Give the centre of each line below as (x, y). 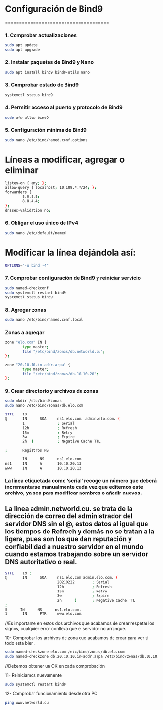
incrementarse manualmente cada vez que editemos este (74, 487)
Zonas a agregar (25, 332)
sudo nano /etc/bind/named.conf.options (47, 140)
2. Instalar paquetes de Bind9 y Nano (49, 62)
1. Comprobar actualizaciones (41, 35)
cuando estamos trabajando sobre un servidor (77, 554)
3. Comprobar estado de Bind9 (42, 85)
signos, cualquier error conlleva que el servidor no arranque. (66, 629)
